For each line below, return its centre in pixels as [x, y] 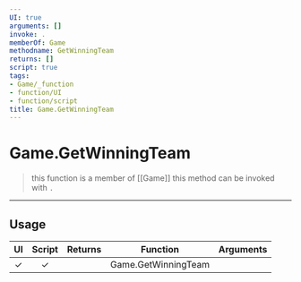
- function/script [43, 101]
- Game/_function [42, 84]
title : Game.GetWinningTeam [62, 109]
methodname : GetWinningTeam [62, 51]
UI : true [26, 17]
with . [42, 188]
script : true [34, 68]
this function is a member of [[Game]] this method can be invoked [153, 178]
